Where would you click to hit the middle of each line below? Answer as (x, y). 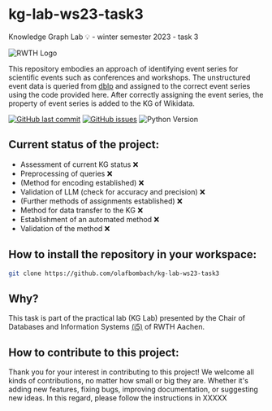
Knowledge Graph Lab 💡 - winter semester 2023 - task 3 (104, 37)
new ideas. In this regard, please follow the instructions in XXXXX (118, 398)
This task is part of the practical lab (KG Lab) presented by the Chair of (127, 318)
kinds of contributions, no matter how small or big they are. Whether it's (129, 381)
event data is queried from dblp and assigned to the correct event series (130, 85)
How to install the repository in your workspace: (133, 254)
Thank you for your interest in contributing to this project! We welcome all (131, 372)
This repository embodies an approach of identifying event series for (123, 68)
